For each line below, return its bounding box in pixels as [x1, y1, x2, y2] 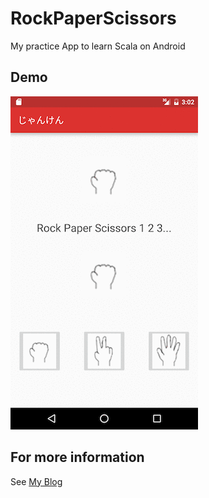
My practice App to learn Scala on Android [10, 40, 186, 52]
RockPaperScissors [10, 7, 177, 30]
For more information [10, 449, 145, 466]
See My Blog [10, 475, 63, 487]
